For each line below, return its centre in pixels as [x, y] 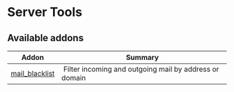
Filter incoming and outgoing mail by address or [141, 69]
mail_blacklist [33, 74]
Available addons [46, 38]
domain [74, 78]
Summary [142, 58]
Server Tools [45, 12]
